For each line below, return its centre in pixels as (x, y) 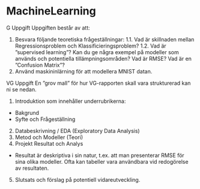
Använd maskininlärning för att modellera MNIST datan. (83, 71)
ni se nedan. (22, 89)
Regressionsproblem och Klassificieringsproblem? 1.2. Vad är (90, 46)
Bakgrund (27, 113)
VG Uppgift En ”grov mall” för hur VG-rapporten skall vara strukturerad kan (98, 83)
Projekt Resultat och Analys (49, 143)
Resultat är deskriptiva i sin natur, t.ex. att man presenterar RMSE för (99, 155)
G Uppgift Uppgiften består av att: (48, 28)
